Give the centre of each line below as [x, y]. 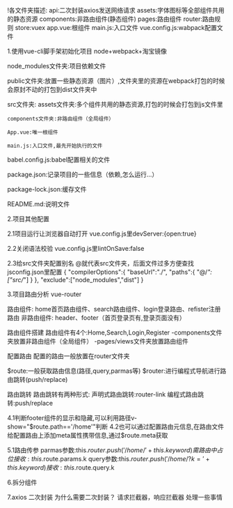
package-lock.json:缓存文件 [47, 189]
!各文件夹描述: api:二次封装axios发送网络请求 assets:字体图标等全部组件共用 [116, 10]
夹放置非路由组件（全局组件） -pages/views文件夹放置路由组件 [98, 341]
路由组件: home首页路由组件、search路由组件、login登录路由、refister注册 [114, 309]
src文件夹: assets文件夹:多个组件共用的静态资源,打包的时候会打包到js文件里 [115, 104]
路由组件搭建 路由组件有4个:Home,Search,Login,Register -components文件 [115, 332]
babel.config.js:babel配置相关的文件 [59, 160]
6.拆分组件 [22, 482]
